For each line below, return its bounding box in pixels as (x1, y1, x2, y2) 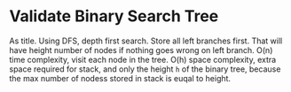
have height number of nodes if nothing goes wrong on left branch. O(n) (9, 44, 273, 55)
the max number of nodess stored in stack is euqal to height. (9, 73, 232, 83)
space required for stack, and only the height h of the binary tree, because (9, 64, 281, 74)
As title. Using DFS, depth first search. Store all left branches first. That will (9, 35, 283, 46)
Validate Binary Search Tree (9, 6, 219, 27)
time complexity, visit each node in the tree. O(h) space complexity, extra (9, 54, 277, 65)
